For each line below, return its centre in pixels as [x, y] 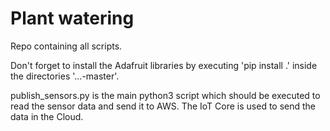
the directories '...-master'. [65, 76]
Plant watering [72, 18]
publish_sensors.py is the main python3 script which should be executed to [165, 95]
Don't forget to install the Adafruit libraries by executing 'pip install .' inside [164, 65]
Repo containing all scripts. [66, 46]
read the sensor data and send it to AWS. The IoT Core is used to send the [163, 106]
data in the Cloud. [47, 116]
